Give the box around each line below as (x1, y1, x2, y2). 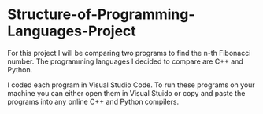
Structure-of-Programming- (7, 6, 195, 24)
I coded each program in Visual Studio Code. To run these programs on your (7, 80, 255, 90)
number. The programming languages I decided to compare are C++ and (7, 57, 243, 66)
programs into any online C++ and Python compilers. (7, 97, 179, 106)
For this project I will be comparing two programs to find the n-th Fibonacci (7, 48, 251, 57)
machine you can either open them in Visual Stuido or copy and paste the (7, 88, 246, 97)
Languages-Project (7, 22, 137, 40)
